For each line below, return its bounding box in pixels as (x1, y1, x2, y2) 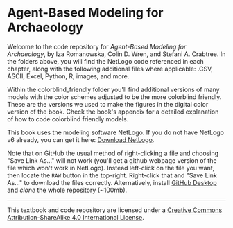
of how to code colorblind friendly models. (7, 114, 129, 123)
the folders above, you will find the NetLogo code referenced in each (7, 57, 205, 65)
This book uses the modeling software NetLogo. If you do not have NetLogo (7, 128, 224, 137)
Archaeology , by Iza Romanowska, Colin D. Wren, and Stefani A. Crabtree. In (7, 50, 226, 58)
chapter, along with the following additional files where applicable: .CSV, (7, 64, 214, 73)
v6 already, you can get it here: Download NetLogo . (7, 135, 155, 143)
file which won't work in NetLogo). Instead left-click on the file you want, (7, 164, 215, 172)
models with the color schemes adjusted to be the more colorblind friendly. (7, 92, 222, 101)
